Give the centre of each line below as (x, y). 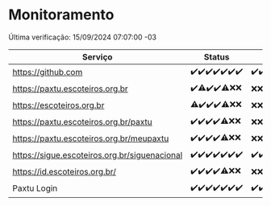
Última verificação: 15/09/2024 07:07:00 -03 (83, 37)
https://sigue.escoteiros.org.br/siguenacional (98, 155)
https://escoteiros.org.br (58, 105)
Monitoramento (61, 15)
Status (217, 56)
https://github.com (48, 72)
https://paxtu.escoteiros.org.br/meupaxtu (91, 138)
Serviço (97, 56)
